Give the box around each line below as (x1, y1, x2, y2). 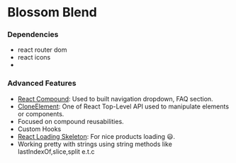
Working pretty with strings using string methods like (17, 140, 172, 148)
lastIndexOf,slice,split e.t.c (17, 147, 95, 156)
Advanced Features (7, 79, 77, 89)
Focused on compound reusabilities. (17, 117, 124, 125)
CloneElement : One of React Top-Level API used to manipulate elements (17, 102, 229, 111)
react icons (17, 53, 51, 62)
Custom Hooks (17, 125, 62, 133)
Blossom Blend (7, 4, 97, 21)
